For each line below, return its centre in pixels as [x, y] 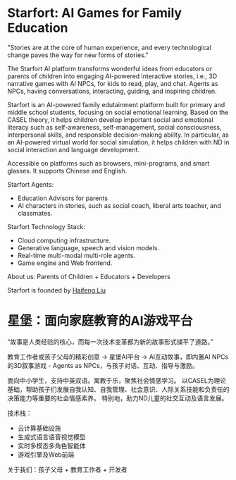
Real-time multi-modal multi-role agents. [76, 255]
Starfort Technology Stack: [46, 226]
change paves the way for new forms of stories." [78, 55]
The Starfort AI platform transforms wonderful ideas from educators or [110, 68]
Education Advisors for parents [62, 198]
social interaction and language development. [73, 149]
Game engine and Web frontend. [65, 263]
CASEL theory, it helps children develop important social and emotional [110, 119]
